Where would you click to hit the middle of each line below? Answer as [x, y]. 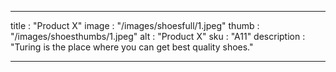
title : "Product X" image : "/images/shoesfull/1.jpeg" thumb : [135, 25]
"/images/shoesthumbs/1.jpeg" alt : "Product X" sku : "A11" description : [158, 36]
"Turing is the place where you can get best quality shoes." [132, 47]
